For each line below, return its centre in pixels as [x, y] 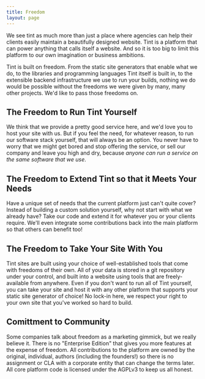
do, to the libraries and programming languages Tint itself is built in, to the [99, 73]
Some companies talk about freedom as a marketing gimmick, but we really [102, 337]
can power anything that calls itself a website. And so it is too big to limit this [102, 48]
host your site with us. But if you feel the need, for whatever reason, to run [100, 133]
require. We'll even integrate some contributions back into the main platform [102, 223]
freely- [174, 276]
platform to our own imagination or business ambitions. [76, 55]
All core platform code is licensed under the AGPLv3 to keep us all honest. [100, 369]
